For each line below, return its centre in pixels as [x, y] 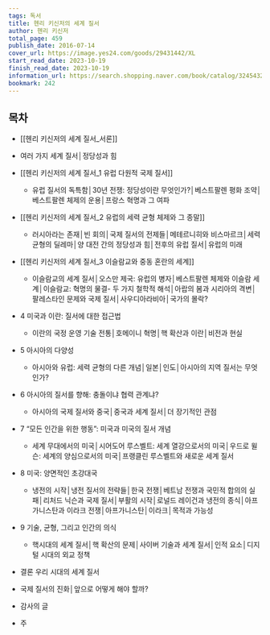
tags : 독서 [25, 16]
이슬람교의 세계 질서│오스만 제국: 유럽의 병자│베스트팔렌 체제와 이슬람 [141, 279]
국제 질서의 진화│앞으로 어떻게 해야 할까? [84, 589]
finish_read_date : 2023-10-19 [59, 68]
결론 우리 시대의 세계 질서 [60, 572]
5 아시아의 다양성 [47, 351]
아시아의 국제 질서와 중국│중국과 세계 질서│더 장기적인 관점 [124, 412]
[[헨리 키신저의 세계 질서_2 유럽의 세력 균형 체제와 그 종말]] [112, 218]
